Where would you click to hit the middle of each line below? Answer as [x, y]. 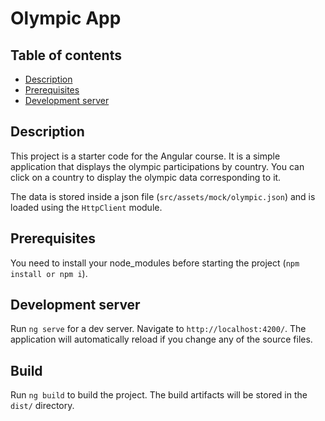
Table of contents [66, 55]
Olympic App [66, 18]
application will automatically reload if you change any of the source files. [161, 339]
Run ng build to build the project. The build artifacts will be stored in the [159, 395]
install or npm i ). [49, 273]
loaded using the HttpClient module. [86, 207]
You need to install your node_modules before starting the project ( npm [155, 263]
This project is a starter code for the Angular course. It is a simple [145, 156]
